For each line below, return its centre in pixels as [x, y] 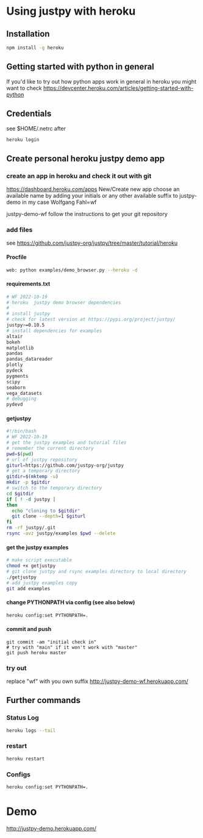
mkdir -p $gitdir [28, 482]
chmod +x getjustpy [31, 566]
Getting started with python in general [80, 67]
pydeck [15, 370]
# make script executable [39, 560]
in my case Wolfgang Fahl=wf [59, 202]
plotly [15, 365]
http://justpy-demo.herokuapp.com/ [51, 828]
